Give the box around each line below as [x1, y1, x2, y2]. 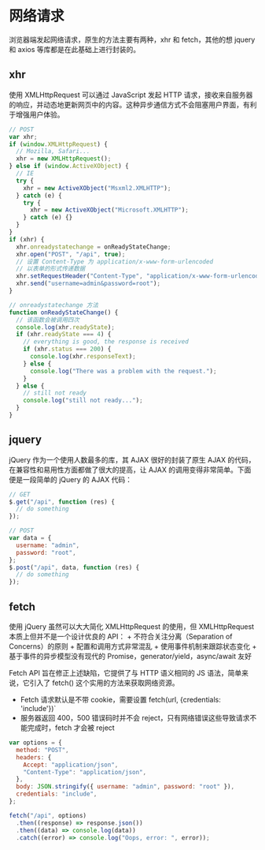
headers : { [16, 753, 52, 762]
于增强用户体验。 [9, 110, 64, 119]
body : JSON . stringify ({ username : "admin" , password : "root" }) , [16, 783, 235, 791]
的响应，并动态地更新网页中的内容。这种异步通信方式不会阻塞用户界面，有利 [9, 99, 257, 109]
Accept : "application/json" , [23, 761, 119, 769]
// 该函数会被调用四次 [16, 316, 79, 324]
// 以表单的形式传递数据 [16, 265, 86, 273]
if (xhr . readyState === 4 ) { [16, 331, 112, 339]
